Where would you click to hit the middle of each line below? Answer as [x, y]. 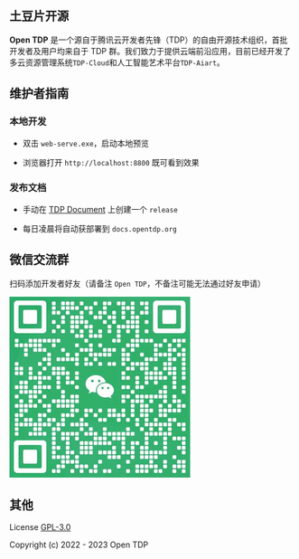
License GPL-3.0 [40, 527]
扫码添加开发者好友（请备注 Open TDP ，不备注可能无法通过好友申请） [138, 283]
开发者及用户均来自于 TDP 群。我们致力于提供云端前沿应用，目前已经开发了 [150, 51]
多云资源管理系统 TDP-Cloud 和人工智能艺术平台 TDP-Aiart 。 [117, 62]
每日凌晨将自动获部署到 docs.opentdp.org [100, 228]
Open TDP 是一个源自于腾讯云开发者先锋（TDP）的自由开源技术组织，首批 [149, 40]
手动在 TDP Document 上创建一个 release [100, 209]
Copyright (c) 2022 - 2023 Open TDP [79, 545]
